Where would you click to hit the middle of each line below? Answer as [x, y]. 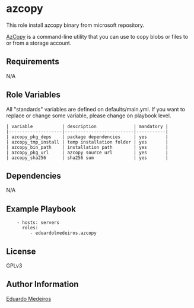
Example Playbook [41, 209]
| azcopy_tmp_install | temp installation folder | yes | [87, 142]
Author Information [42, 284]
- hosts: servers [38, 223]
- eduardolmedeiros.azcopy [63, 233]
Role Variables [33, 95]
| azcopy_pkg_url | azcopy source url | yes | [87, 153]
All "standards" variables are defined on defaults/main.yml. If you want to [96, 109]
